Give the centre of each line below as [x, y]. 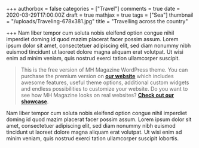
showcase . [35, 101]
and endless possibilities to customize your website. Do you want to [104, 89]
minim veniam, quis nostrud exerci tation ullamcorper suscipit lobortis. [93, 138]
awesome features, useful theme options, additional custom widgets [105, 82]
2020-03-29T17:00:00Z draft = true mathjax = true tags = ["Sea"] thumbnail [100, 15]
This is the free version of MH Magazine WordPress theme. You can [104, 70]
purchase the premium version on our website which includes [97, 76]
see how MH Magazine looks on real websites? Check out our [97, 95]
